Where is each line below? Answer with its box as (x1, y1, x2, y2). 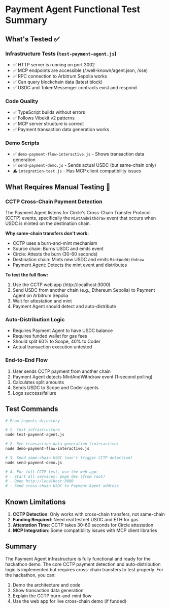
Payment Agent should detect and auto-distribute (12, 303, 117, 310)
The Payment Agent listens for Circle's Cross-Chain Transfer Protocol (5, 210, 151, 216)
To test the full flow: (5, 272, 48, 278)
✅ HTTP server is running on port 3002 (12, 61, 95, 67)
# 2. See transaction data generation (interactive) (5, 441, 119, 447)
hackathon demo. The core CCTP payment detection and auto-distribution (5, 561, 161, 567)
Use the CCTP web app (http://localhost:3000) (12, 282, 111, 288)
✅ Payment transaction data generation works (12, 126, 109, 133)
